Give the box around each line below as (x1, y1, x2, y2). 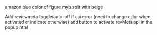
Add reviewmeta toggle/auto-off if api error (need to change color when (5, 14, 151, 19)
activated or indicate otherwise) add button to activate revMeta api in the (5, 19, 153, 25)
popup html (5, 24, 28, 30)
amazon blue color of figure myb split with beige (5, 4, 103, 10)
